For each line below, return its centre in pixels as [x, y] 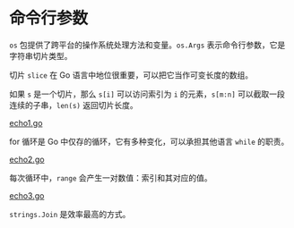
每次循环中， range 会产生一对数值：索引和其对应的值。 [111, 177]
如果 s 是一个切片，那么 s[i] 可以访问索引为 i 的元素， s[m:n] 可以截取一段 [147, 94]
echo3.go [27, 195]
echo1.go [26, 122]
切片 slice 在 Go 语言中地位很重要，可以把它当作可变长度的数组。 [131, 75]
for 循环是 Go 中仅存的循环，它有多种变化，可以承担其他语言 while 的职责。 [149, 141]
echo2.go [27, 159]
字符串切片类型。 [41, 55]
